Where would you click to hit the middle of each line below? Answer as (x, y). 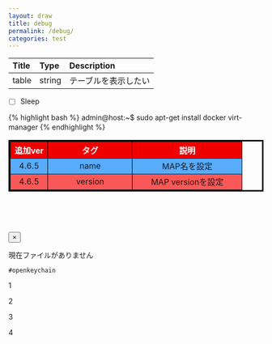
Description (92, 66)
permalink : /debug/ (41, 31)
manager (23, 127)
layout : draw (30, 16)
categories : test (38, 38)
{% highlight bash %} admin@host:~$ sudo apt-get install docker (117, 117)
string (51, 80)
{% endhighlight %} (73, 127)
